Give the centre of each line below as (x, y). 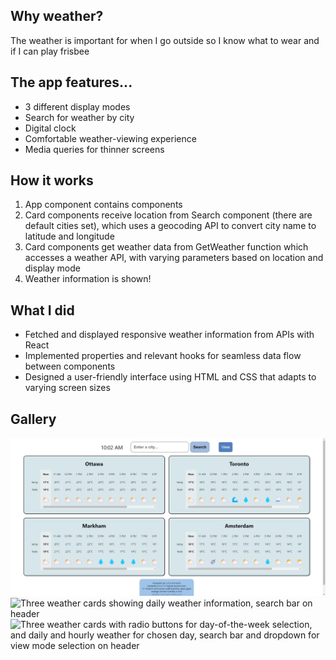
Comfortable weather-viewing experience (110, 138)
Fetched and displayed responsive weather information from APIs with (169, 335)
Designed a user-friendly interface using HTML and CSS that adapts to (170, 377)
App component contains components (103, 205)
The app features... (71, 82)
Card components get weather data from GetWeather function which (166, 247)
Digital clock (50, 128)
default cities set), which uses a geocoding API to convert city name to (170, 226)
